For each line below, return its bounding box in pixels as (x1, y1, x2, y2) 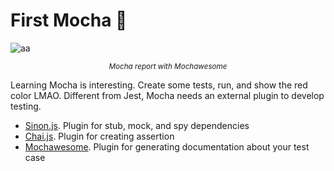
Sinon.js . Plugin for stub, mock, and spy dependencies (24, 119, 250, 131)
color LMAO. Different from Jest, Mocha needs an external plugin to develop (10, 89, 325, 101)
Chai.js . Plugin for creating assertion (24, 130, 175, 142)
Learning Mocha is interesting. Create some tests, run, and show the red (10, 79, 308, 91)
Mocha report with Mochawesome (108, 61, 228, 71)
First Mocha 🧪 (10, 9, 128, 32)
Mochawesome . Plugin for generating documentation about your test (24, 140, 310, 153)
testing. (10, 100, 42, 112)
